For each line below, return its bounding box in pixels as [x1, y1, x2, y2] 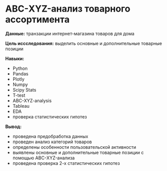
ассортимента [5, 14, 70, 25]
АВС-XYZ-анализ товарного [5, 3, 131, 15]
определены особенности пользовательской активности [12, 144, 137, 150]
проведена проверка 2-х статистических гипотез [12, 160, 120, 166]
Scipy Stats [12, 87, 36, 93]
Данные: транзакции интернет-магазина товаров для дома [5, 30, 135, 36]
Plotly [12, 76, 25, 82]
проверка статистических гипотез [12, 113, 87, 119]
